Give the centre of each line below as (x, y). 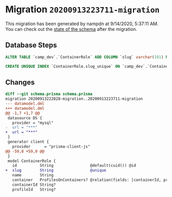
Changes (20, 82)
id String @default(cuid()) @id (74, 166)
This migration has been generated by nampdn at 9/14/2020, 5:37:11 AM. (82, 24)
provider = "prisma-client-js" (51, 146)
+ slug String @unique (56, 170)
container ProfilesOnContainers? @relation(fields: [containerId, (87, 180)
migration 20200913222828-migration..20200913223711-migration (74, 99)
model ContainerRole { (32, 161)
